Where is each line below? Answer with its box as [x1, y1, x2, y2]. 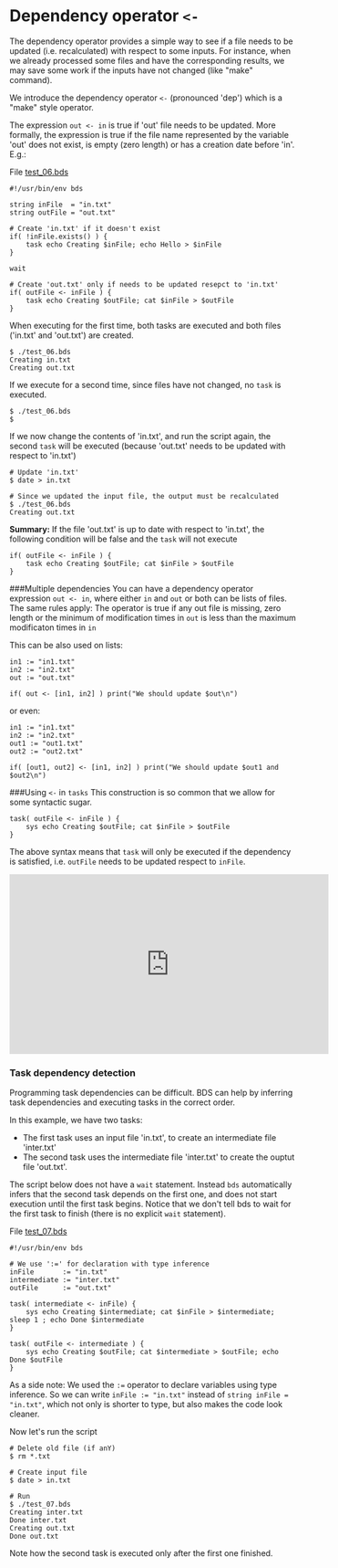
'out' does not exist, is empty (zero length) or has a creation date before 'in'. [9, 139, 295, 150]
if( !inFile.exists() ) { [9, 232, 108, 241]
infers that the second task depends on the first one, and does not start [9, 1189, 278, 1200]
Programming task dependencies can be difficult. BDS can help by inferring [9, 1088, 293, 1099]
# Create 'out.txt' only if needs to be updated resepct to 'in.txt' [9, 279, 280, 289]
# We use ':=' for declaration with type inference [9, 1259, 210, 1269]
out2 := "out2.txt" [9, 746, 84, 756]
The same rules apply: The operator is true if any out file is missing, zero [9, 602, 282, 613]
